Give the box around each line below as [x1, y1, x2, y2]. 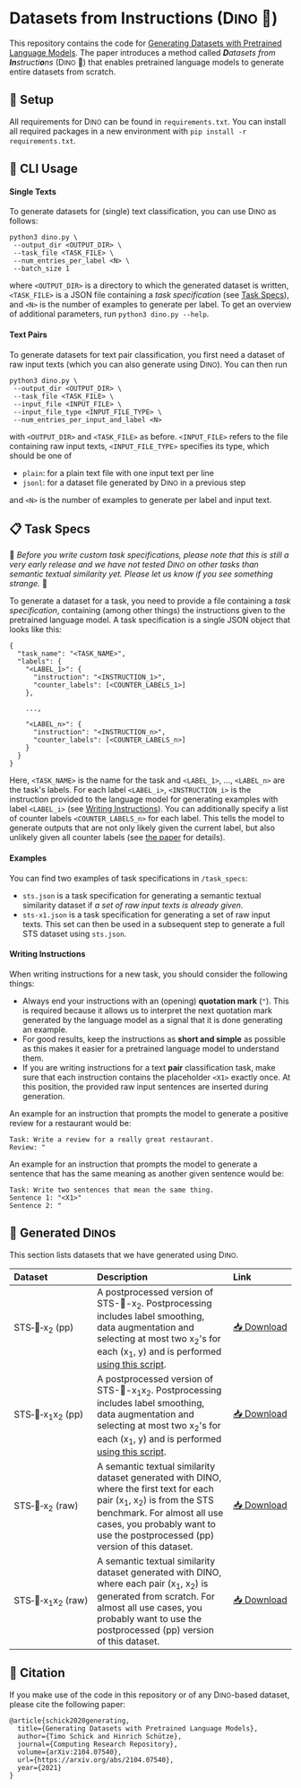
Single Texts [9, 186, 56, 196]
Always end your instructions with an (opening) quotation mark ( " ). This [21, 995, 289, 1006]
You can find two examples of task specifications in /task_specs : [9, 872, 248, 883]
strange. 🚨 [9, 578, 47, 589]
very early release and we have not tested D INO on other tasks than [9, 560, 260, 570]
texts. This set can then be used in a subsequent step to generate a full [21, 918, 285, 929]
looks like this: [9, 624, 63, 635]
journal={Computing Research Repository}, [17, 1740, 178, 1749]
